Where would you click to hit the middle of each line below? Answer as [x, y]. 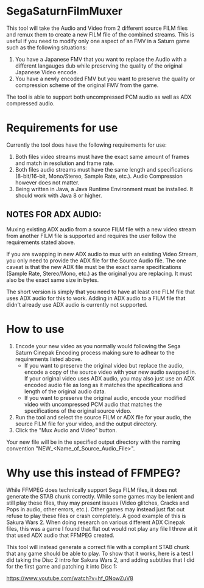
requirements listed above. [48, 359]
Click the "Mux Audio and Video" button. [66, 430]
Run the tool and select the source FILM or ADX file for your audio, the [103, 417]
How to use [35, 329]
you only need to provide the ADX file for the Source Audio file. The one [97, 261]
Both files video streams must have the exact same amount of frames [102, 156]
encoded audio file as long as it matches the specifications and [104, 385]
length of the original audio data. [65, 391]
